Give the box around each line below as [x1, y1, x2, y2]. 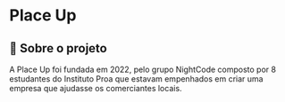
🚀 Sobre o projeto [9, 41, 107, 56]
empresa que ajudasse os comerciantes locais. [9, 83, 182, 93]
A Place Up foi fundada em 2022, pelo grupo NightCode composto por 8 [9, 64, 277, 75]
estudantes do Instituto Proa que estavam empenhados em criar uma [9, 74, 264, 84]
